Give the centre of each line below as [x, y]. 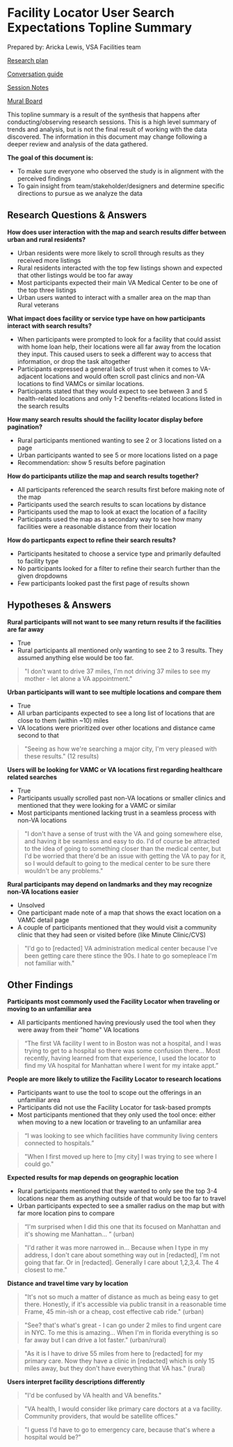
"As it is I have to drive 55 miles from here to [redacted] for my [113, 1354]
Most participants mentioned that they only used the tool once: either [116, 1115]
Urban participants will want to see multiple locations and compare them [114, 692]
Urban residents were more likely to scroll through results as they [111, 253]
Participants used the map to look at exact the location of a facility [112, 512]
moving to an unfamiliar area [49, 1009]
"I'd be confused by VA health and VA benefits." [93, 1395]
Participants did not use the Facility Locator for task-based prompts [114, 1108]
